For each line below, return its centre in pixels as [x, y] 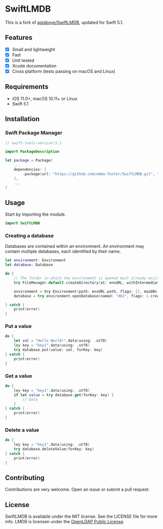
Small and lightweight [33, 49]
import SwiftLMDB [23, 223]
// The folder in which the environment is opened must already [80, 278]
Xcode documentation [34, 66]
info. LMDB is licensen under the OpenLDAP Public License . [65, 522]
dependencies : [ [30, 170]
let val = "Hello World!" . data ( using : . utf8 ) [61, 341]
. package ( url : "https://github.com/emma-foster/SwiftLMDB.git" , [89, 174]
